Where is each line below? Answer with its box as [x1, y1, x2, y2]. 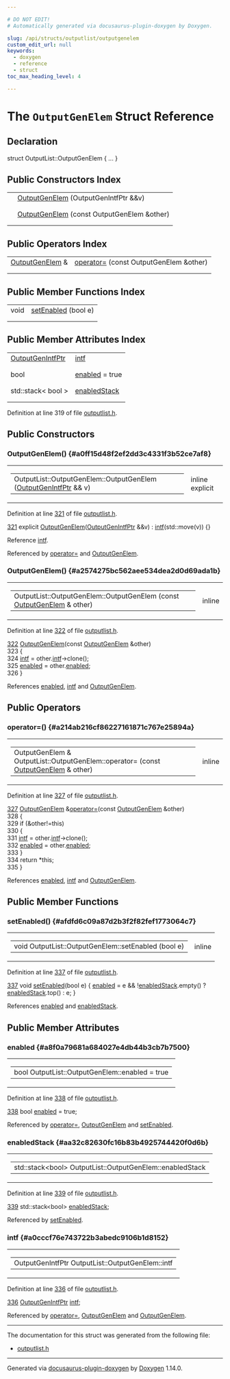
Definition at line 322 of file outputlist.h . [7, 626, 118, 634]
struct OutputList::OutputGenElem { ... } [7, 154, 118, 162]
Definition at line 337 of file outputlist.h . [7, 968, 118, 976]
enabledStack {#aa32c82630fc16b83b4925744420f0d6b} [7, 1138, 209, 1147]
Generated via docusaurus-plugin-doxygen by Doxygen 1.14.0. [7, 1364, 183, 1372]
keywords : [7, 47, 36, 55]
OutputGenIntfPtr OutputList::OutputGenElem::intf [14, 1258, 173, 1267]
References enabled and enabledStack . [7, 1002, 118, 1010]
